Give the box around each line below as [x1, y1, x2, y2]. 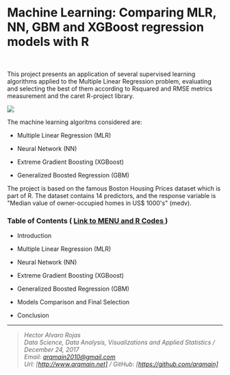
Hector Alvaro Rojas [23, 331, 81, 339]
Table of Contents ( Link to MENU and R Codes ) [7, 216, 168, 226]
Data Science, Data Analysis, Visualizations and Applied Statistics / [23, 338, 216, 347]
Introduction [16, 232, 52, 240]
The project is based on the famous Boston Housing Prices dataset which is [7, 184, 221, 193]
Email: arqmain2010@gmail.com [23, 353, 116, 361]
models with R [7, 34, 90, 49]
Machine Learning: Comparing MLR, [7, 5, 217, 21]
